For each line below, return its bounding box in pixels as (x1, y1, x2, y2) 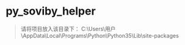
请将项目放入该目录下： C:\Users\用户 (20, 25, 116, 32)
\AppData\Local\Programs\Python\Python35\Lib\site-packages (20, 32, 180, 39)
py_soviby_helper (5, 4, 96, 18)
